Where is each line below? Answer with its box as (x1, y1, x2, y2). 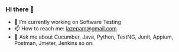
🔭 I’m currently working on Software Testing (14, 19, 122, 26)
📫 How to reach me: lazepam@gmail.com (14, 25, 117, 32)
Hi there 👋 (5, 5, 35, 13)
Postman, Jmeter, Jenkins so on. (14, 40, 94, 47)
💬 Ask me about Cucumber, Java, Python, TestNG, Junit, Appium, (14, 33, 174, 40)
